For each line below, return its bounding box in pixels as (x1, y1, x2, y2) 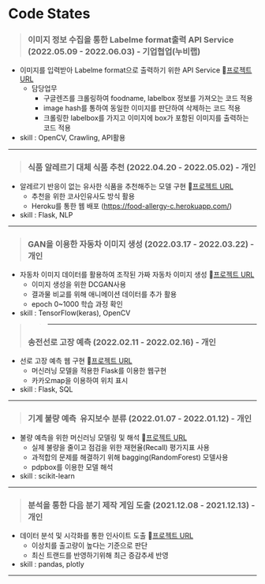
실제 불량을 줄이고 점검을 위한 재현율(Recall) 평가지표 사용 (31, 442, 211, 452)
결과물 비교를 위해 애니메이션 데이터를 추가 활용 (31, 289, 177, 299)
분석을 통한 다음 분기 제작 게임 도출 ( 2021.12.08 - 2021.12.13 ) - (27, 500, 256, 511)
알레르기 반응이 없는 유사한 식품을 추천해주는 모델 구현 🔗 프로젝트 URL (19, 181, 234, 191)
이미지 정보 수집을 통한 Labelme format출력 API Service (27, 35, 234, 46)
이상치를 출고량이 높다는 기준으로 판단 (31, 541, 148, 550)
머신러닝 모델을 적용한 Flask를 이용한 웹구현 (31, 366, 167, 375)
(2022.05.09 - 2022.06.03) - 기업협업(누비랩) (27, 46, 201, 58)
